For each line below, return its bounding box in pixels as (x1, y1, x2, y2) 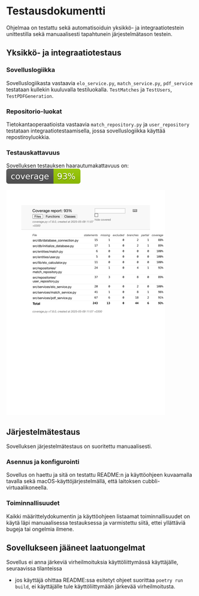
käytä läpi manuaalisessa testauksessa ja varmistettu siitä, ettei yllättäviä (6, 519, 186, 526)
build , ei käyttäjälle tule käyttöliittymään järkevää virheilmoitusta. (14, 583, 176, 590)
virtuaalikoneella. (6, 484, 49, 491)
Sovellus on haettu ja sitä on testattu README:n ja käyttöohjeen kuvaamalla (6, 471, 192, 478)
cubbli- (142, 478, 160, 485)
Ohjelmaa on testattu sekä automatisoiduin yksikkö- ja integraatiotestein (6, 24, 184, 31)
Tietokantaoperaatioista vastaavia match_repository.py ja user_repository (6, 121, 190, 128)
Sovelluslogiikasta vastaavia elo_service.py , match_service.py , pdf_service (6, 79, 193, 86)
